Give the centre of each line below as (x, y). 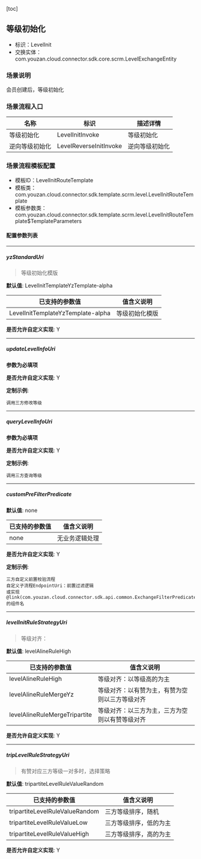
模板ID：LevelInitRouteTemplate (54, 180)
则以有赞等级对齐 (122, 719)
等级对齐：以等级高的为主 (134, 679)
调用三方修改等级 (24, 403)
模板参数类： (31, 208)
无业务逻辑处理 (78, 538)
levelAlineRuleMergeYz (42, 694)
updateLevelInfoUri (31, 349)
